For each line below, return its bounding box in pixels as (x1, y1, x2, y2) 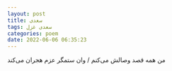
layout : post (7, 10, 46, 18)
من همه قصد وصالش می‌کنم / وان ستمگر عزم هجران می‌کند (7, 56, 166, 64)
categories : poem (7, 30, 59, 37)
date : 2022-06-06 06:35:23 (7, 37, 87, 44)
